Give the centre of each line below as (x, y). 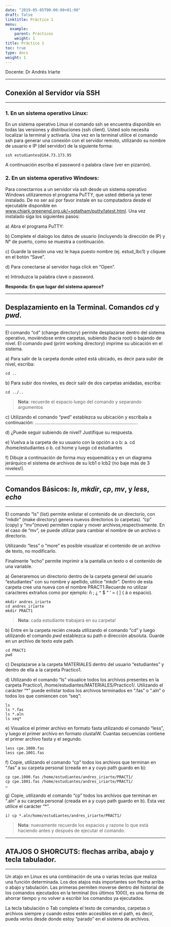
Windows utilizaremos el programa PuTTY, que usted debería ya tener (79, 194)
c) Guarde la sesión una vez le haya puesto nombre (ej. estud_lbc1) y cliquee (86, 251)
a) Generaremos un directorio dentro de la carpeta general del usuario (79, 576)
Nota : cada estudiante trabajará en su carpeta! (67, 620)
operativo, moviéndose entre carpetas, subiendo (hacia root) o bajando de (83, 338)
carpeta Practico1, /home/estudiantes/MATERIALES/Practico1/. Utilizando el (84, 685)
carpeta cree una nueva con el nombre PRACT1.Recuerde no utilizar (76, 587)
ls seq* (13, 719)
